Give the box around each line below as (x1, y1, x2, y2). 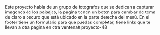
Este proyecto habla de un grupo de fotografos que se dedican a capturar (5, 4, 154, 10)
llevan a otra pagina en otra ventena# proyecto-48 (5, 24, 107, 30)
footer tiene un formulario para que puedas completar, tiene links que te (5, 19, 151, 25)
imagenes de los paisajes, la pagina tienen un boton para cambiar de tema (5, 9, 156, 15)
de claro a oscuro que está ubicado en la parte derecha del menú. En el (5, 14, 150, 20)
